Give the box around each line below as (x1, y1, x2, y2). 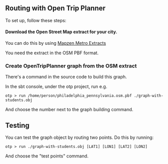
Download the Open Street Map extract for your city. (5, 29, 118, 35)
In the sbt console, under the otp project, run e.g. (5, 84, 107, 90)
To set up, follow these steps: (5, 17, 67, 23)
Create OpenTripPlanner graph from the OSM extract (5, 62, 137, 69)
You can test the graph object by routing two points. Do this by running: (5, 134, 154, 140)
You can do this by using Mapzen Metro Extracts (5, 40, 106, 46)
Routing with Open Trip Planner (5, 4, 106, 13)
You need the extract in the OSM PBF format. (5, 50, 99, 56)
